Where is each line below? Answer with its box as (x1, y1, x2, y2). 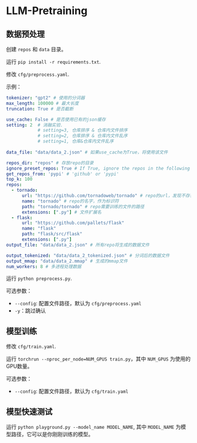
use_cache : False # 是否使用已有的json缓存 (6, 116, 106, 122)
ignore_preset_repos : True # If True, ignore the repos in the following (6, 165, 191, 171)
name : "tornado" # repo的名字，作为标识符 (21, 198, 119, 204)
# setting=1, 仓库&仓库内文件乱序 (37, 138, 114, 145)
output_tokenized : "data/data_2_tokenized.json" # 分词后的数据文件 (6, 252, 170, 258)
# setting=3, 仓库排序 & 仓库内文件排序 (37, 128, 128, 134)
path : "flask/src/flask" (21, 231, 83, 237)
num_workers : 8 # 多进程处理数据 (6, 264, 81, 269)
